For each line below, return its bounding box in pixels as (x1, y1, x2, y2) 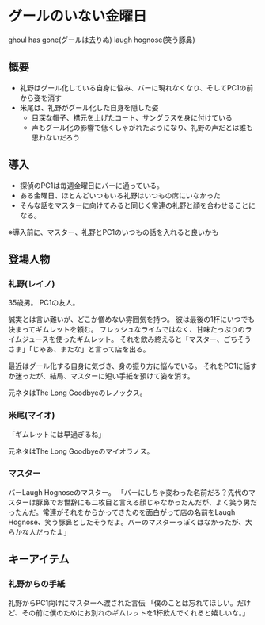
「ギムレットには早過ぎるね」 (8, 429, 105, 439)
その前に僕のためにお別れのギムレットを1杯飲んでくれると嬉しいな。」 (21, 608, 250, 617)
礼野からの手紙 (8, 578, 66, 589)
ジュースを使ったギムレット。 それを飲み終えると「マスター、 (21, 335, 224, 344)
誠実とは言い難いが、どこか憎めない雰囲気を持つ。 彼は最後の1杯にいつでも (8, 315, 256, 324)
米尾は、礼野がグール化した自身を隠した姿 (19, 102, 159, 112)
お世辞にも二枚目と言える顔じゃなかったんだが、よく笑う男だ (56, 497, 258, 507)
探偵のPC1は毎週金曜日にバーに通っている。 (19, 180, 164, 190)
